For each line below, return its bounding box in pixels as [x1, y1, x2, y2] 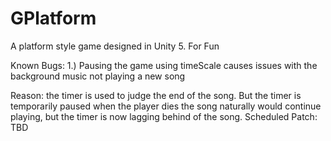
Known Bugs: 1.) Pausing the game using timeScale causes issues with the [10, 59, 318, 71]
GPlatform [10, 7, 97, 30]
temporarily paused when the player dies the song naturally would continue [10, 100, 322, 112]
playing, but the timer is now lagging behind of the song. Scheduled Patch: [10, 110, 318, 122]
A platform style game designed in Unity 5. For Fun [10, 40, 220, 52]
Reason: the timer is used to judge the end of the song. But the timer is [10, 89, 302, 101]
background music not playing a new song [10, 70, 186, 82]
